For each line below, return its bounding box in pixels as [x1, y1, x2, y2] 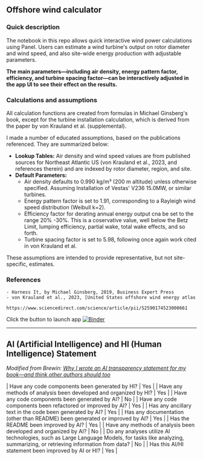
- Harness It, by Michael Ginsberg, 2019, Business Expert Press [6, 289, 174, 295]
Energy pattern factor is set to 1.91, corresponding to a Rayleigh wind [24, 197, 196, 205]
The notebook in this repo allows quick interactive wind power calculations [6, 36, 192, 44]
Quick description [6, 23, 60, 31]
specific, [6, 260, 28, 268]
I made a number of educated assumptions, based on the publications [6, 134, 181, 141]
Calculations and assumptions [6, 96, 98, 104]
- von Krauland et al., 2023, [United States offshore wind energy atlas [6, 295, 196, 301]
